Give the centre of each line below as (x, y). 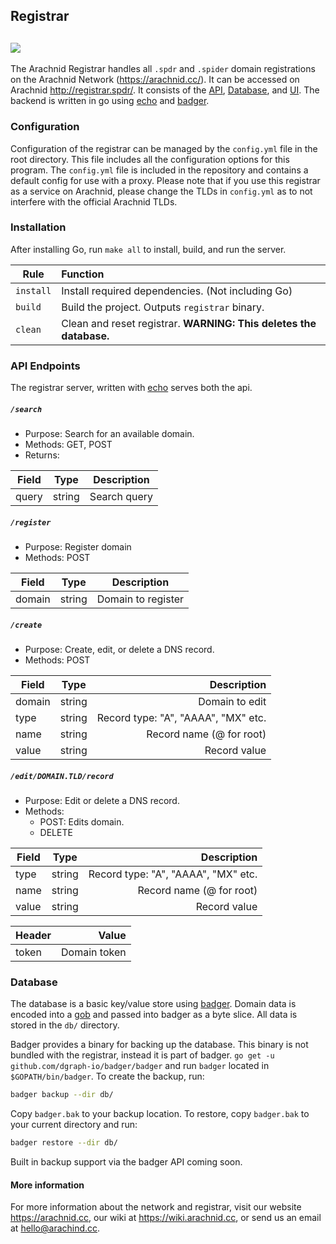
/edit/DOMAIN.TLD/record (62, 776)
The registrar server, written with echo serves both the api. (131, 388)
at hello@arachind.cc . (55, 1228)
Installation (38, 227)
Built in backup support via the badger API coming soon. (126, 1162)
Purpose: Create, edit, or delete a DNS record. (119, 649)
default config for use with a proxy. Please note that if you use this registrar (165, 180)
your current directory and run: (74, 1125)
